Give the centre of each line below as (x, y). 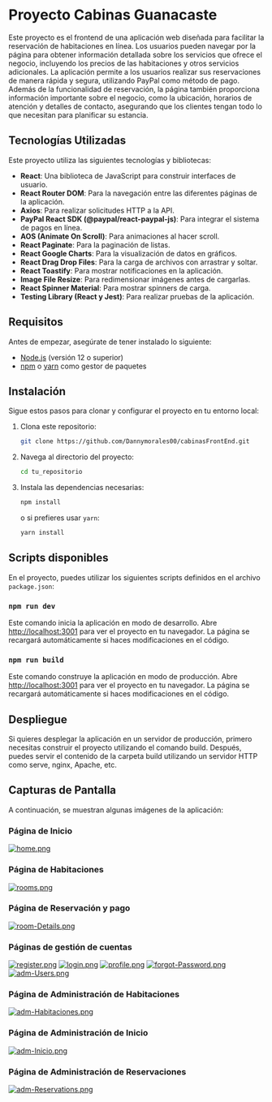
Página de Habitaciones (56, 870)
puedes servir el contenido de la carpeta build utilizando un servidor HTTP (133, 756)
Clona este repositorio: (58, 427)
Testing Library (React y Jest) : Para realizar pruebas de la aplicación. (137, 296)
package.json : (31, 586)
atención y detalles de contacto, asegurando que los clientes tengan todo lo (135, 106)
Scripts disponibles (58, 558)
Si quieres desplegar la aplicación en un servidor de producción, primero (130, 739)
